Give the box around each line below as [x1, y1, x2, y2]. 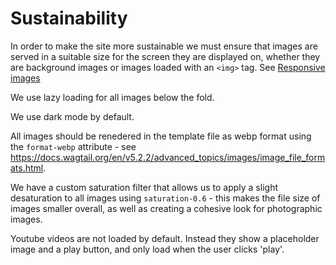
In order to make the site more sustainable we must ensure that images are [10, 40, 318, 52]
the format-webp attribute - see [10, 140, 137, 152]
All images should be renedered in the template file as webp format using [10, 130, 312, 142]
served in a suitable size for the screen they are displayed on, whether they [10, 50, 321, 62]
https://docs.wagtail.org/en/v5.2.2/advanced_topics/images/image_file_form [10, 151, 326, 163]
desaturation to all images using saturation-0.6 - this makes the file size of [10, 192, 321, 204]
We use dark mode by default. [10, 110, 135, 122]
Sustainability [10, 7, 128, 30]
